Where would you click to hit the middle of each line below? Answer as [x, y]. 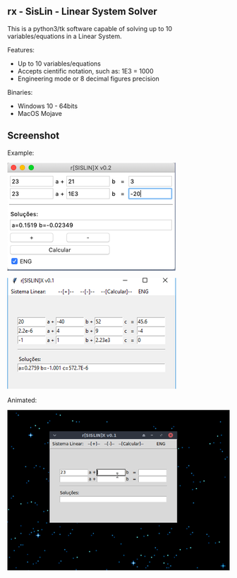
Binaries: [20, 92]
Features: [21, 49]
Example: [21, 153]
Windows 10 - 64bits [48, 106]
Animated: [22, 400]
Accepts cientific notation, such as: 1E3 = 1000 [85, 71]
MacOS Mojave [39, 113]
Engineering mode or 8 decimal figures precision [89, 78]
